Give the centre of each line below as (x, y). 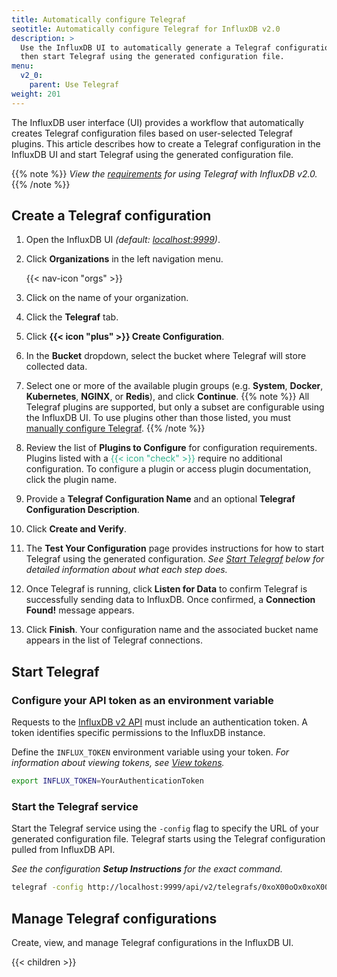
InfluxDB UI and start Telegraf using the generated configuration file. (152, 154)
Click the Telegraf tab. (72, 317)
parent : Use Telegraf (74, 85)
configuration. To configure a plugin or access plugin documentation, (168, 469)
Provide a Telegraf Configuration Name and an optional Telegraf (160, 499)
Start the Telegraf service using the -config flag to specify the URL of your (165, 828)
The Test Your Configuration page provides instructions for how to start (175, 548)
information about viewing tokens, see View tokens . (118, 763)
